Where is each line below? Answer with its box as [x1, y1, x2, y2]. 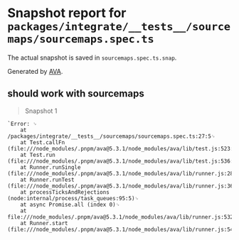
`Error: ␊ [7, 120, 38, 127]
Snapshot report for [7, 5, 127, 21]
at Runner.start [20, 219, 69, 227]
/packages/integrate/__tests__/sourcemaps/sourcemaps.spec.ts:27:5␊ [7, 133, 216, 140]
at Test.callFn [20, 138, 65, 146]
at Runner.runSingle [20, 163, 81, 171]
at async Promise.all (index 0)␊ [20, 201, 120, 208]
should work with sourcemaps [7, 87, 144, 100]
